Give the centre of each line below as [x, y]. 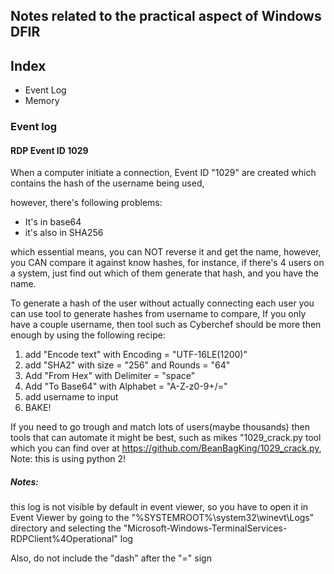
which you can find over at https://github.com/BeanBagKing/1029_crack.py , [166, 448]
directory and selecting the [66, 528]
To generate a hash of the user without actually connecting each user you [162, 303]
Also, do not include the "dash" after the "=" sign [111, 558]
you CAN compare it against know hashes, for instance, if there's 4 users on [167, 263]
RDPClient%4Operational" [64, 539]
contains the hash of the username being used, [107, 183]
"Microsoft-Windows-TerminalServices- [205, 528]
